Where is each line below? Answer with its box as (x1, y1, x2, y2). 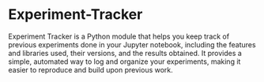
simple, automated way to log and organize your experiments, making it (8, 57, 241, 66)
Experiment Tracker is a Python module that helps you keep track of (8, 32, 230, 41)
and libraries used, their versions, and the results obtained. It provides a (8, 48, 243, 58)
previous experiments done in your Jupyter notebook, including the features (8, 39, 256, 49)
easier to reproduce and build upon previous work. (8, 65, 174, 74)
